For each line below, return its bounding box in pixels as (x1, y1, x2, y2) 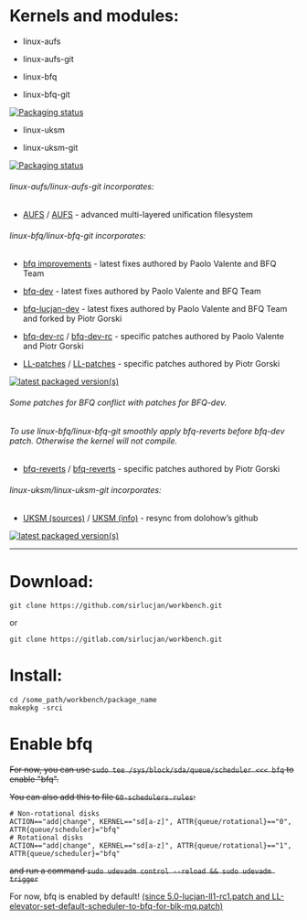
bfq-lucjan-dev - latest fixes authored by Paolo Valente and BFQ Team (22, 304, 288, 315)
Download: (9, 571, 94, 592)
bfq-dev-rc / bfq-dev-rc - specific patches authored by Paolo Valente (22, 331, 285, 342)
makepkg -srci (9, 703, 64, 713)
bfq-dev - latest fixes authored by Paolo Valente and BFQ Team (22, 285, 262, 297)
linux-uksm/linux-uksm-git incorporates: (9, 484, 162, 495)
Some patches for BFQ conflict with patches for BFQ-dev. (9, 397, 228, 408)
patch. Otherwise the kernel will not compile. (9, 435, 178, 446)
